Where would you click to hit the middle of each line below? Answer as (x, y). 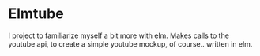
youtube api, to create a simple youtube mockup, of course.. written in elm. (130, 43)
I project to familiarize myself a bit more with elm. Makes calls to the (119, 35)
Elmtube (36, 14)
